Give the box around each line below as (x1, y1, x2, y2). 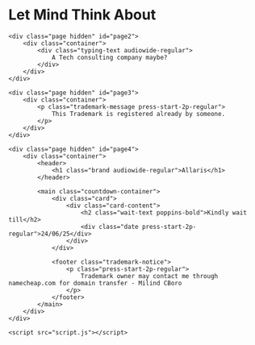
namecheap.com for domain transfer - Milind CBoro (8, 279, 182, 287)
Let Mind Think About (8, 6, 157, 24)
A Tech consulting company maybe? (51, 53, 168, 61)
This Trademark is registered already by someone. (51, 110, 226, 118)
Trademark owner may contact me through (80, 272, 219, 280)
